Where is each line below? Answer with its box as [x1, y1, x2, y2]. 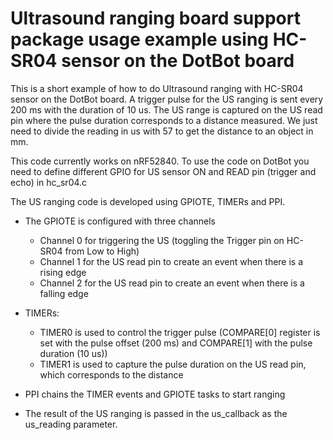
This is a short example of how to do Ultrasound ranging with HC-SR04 [10, 82, 304, 94]
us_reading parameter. [24, 418, 118, 430]
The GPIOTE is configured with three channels [24, 215, 216, 227]
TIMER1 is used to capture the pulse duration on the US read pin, [39, 358, 307, 370]
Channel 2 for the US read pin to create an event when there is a [39, 277, 305, 289]
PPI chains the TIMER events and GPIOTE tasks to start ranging [24, 388, 286, 400]
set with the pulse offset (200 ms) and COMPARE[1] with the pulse [39, 337, 313, 349]
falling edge [39, 287, 89, 299]
